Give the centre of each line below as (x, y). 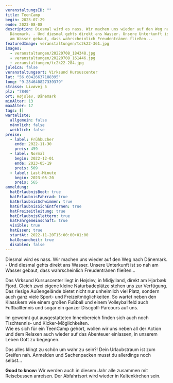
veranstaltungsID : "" (29, 10)
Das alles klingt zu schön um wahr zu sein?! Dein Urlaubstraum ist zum (81, 349)
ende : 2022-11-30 (33, 144)
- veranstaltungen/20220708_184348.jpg (53, 53)
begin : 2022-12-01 (34, 159)
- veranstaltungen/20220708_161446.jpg (53, 58)
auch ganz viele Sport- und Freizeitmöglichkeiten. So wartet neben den (81, 297)
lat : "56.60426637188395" (33, 77)
